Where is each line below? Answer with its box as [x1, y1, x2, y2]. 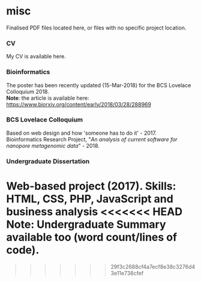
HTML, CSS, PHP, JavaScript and [6, 192, 174, 206]
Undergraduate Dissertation [6, 157, 90, 165]
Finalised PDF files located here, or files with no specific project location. [6, 24, 187, 31]
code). [6, 243, 40, 257]
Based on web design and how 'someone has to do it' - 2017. [6, 129, 157, 136]
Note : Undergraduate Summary [6, 218, 166, 231]
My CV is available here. [6, 53, 66, 60]
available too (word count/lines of [6, 230, 178, 244]
